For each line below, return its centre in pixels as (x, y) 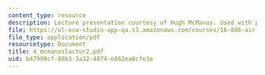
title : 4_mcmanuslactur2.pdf (56, 52)
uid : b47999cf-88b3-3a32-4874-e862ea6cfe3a (81, 59)
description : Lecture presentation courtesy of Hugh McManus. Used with (130, 23)
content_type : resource (47, 15)
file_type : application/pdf (54, 37)
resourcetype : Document (47, 45)
